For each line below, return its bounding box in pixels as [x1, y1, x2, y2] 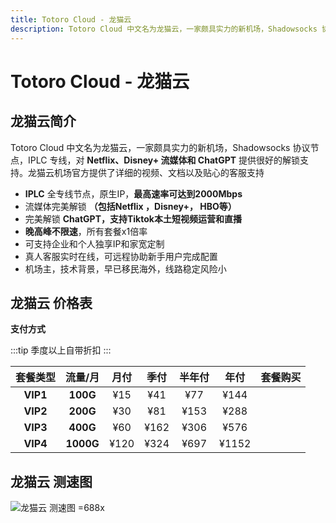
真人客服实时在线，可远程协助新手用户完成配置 [24, 250, 218, 262]
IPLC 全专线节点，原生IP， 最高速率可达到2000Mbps [24, 187, 243, 200]
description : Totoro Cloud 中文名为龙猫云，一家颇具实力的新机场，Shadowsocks [10, 24, 318, 34]
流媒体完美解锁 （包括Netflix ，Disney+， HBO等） [24, 200, 237, 212]
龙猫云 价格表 [10, 294, 93, 311]
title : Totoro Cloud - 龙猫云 [10, 14, 132, 25]
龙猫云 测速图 [10, 473, 93, 490]
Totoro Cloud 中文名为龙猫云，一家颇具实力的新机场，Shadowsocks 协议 [10, 141, 311, 153]
